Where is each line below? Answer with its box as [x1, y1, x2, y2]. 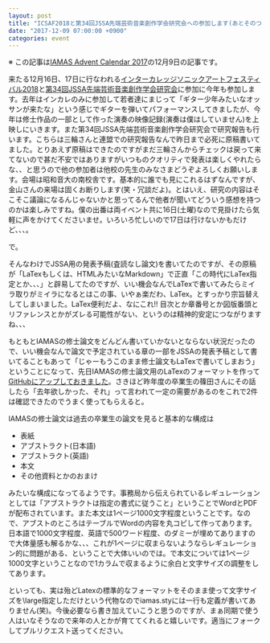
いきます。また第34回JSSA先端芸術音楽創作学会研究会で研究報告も [29, 125, 253, 134]
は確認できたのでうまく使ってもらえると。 [8, 397, 149, 407]
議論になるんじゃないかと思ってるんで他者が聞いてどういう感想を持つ [29, 195, 261, 205]
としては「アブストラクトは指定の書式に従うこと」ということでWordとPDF [8, 498, 258, 508]
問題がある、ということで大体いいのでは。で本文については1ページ [29, 548, 251, 559]
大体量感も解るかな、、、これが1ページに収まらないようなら [14, 539, 209, 548]
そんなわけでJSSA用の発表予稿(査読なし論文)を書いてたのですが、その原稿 [8, 259, 257, 269]
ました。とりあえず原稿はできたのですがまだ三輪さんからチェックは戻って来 [8, 145, 262, 154]
